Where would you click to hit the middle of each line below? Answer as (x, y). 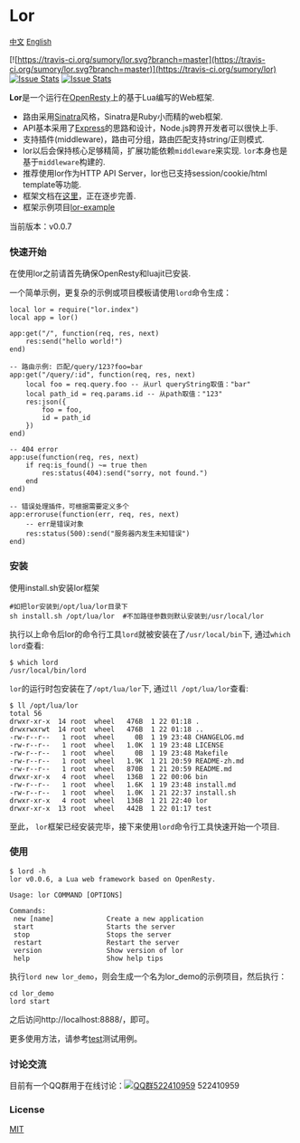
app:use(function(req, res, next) (75, 458)
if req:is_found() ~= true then (86, 466)
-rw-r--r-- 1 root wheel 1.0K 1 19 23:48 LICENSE (117, 745)
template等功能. (52, 184)
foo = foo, (62, 410)
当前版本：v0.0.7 (41, 226)
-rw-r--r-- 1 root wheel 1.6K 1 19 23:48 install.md (123, 785)
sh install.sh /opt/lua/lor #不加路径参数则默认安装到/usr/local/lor (137, 616)
